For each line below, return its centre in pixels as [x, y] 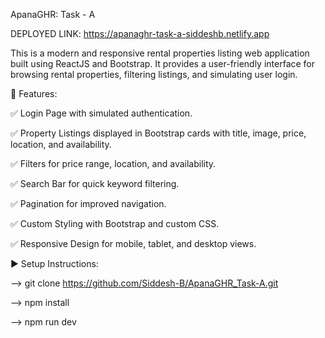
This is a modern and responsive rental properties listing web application [160, 53]
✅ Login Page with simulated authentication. [101, 113]
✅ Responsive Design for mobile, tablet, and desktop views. [133, 243]
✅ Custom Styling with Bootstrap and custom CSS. [115, 223]
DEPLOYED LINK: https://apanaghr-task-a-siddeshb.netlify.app [140, 33]
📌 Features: [34, 93]
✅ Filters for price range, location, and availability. [113, 163]
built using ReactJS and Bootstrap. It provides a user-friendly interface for [163, 63]
